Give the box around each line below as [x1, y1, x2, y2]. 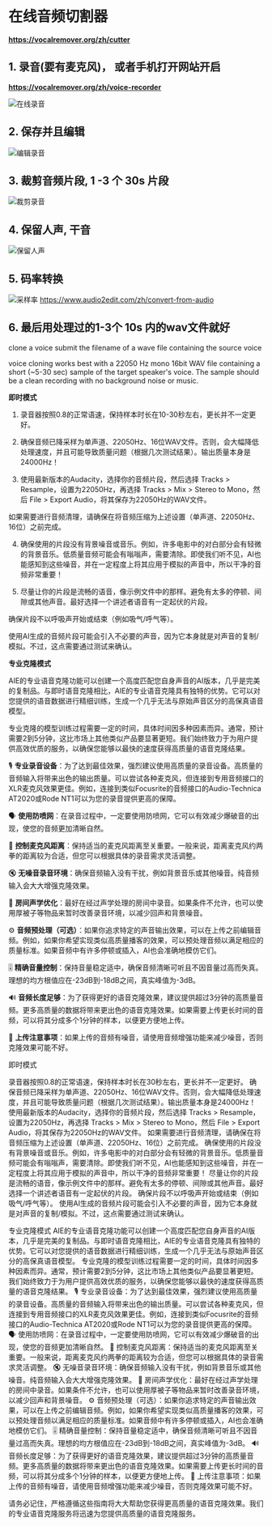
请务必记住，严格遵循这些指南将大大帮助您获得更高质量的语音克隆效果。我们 [8, 1498, 264, 1508]
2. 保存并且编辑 [8, 125, 85, 138]
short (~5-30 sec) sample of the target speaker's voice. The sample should [8, 367, 259, 376]
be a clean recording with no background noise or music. [8, 376, 199, 385]
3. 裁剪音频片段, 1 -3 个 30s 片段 [8, 173, 169, 187]
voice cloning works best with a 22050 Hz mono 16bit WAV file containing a [8, 358, 261, 368]
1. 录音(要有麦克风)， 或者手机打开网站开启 [8, 60, 221, 74]
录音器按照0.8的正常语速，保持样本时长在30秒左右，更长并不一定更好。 [8, 1077, 249, 1086]
